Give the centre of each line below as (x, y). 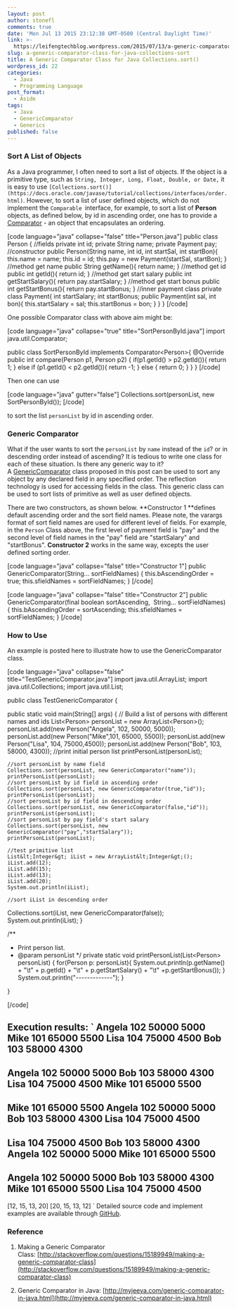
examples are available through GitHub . (64, 1213)
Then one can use (33, 380)
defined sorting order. (39, 552)
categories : (25, 73)
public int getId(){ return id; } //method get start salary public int (99, 274)
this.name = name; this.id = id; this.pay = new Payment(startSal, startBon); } (117, 258)
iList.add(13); (29, 875)
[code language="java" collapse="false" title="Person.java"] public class (113, 236)
